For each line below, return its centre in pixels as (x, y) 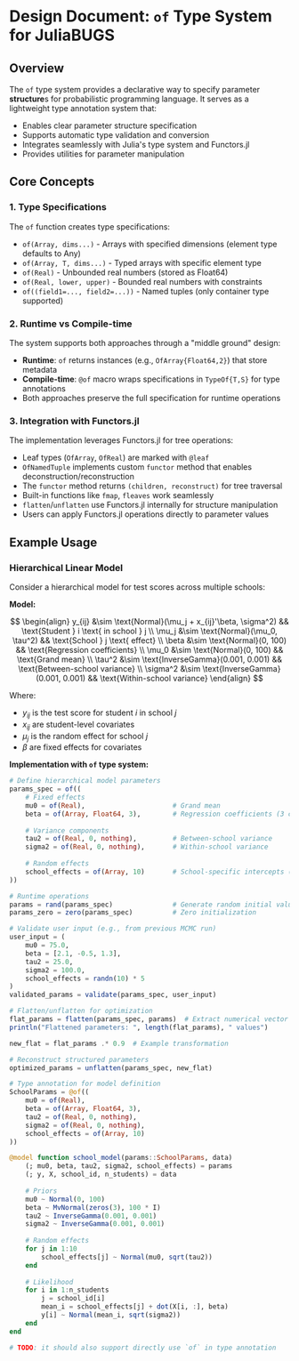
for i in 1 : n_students (67, 1290)
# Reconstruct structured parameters (79, 1059)
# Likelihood (49, 1282)
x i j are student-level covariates (78, 725)
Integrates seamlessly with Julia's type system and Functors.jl (136, 145)
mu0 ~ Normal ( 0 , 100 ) (65, 1199)
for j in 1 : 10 (51, 1249)
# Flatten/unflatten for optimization (81, 1011)
